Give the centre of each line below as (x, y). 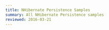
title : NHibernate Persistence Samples (48, 10)
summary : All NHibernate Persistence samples (54, 15)
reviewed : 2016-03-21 (28, 19)
